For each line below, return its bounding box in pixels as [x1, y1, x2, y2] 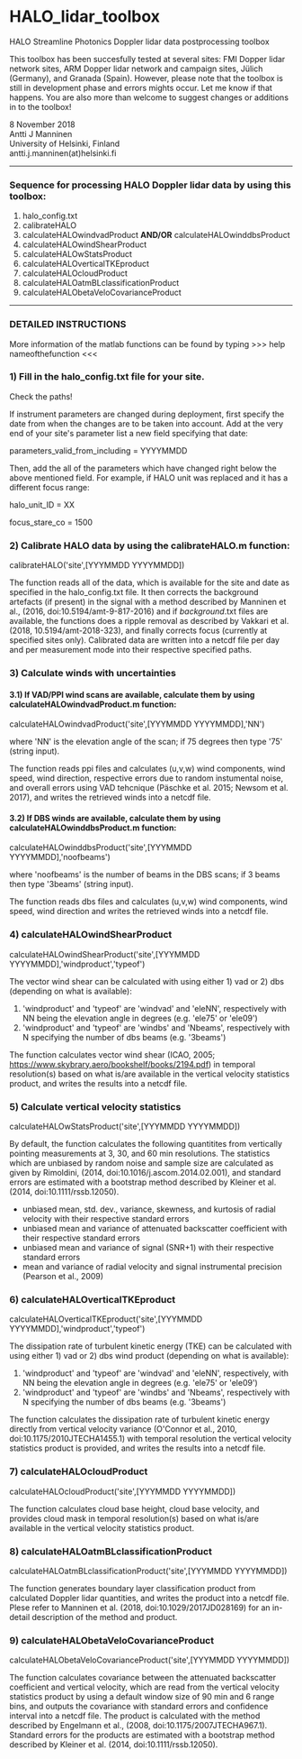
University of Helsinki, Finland [9, 138, 120, 149]
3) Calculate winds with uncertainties [9, 667, 177, 680]
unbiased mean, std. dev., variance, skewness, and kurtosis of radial [22, 1204, 276, 1214]
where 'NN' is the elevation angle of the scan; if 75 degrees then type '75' [9, 737, 283, 747]
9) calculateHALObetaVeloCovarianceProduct [9, 1634, 214, 1646]
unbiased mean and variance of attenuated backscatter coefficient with [22, 1223, 288, 1234]
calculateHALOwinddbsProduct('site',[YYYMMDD [9, 842, 192, 853]
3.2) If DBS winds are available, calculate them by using [9, 812, 221, 823]
